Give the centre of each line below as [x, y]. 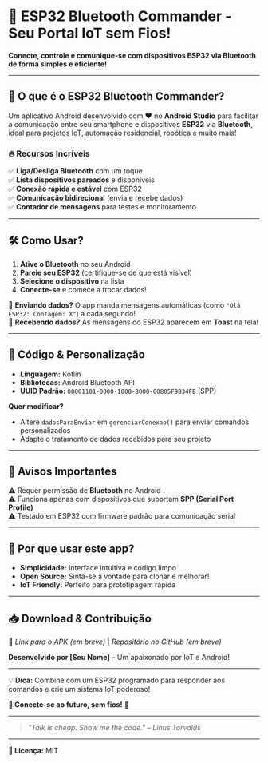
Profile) [21, 507]
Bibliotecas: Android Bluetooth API [77, 382]
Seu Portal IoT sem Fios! [90, 33]
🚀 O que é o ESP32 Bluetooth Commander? [116, 96]
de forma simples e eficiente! [58, 64]
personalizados [45, 430]
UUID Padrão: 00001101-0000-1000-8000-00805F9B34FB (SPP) [118, 391]
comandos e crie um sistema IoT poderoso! [79, 689]
